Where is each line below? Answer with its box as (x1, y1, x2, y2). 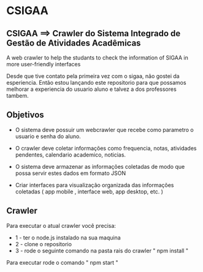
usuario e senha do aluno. (15, 133, 81, 140)
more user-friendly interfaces (6, 61, 81, 68)
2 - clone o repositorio (15, 240, 72, 247)
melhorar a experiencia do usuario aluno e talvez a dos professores (6, 85, 177, 93)
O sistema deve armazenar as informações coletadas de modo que (15, 163, 185, 170)
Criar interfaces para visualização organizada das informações (15, 181, 174, 188)
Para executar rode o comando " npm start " (6, 258, 118, 266)
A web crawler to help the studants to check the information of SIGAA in (6, 54, 188, 61)
